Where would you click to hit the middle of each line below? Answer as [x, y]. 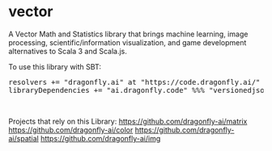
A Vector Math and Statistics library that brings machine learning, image [128, 34]
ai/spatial [23, 138]
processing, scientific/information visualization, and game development [127, 42]
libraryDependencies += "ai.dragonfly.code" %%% [106, 90]
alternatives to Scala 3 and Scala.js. [68, 51]
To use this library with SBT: [55, 66]
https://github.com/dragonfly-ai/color [71, 130]
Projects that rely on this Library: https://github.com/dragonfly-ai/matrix [128, 121]
